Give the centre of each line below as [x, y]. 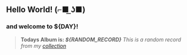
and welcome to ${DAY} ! [42, 27]
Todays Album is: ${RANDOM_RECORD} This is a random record [101, 39]
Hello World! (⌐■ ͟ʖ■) [46, 10]
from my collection [43, 46]
